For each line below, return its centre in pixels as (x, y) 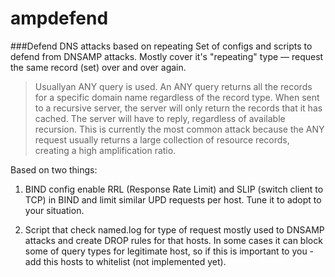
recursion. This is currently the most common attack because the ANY (179, 129)
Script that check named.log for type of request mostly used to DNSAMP (174, 229)
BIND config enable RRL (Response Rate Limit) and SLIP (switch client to (174, 189)
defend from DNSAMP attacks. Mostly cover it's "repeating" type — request (167, 56)
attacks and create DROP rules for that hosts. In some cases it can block (173, 240)
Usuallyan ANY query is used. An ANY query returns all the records (173, 86)
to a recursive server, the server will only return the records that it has (178, 108)
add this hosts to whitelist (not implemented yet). (125, 261)
